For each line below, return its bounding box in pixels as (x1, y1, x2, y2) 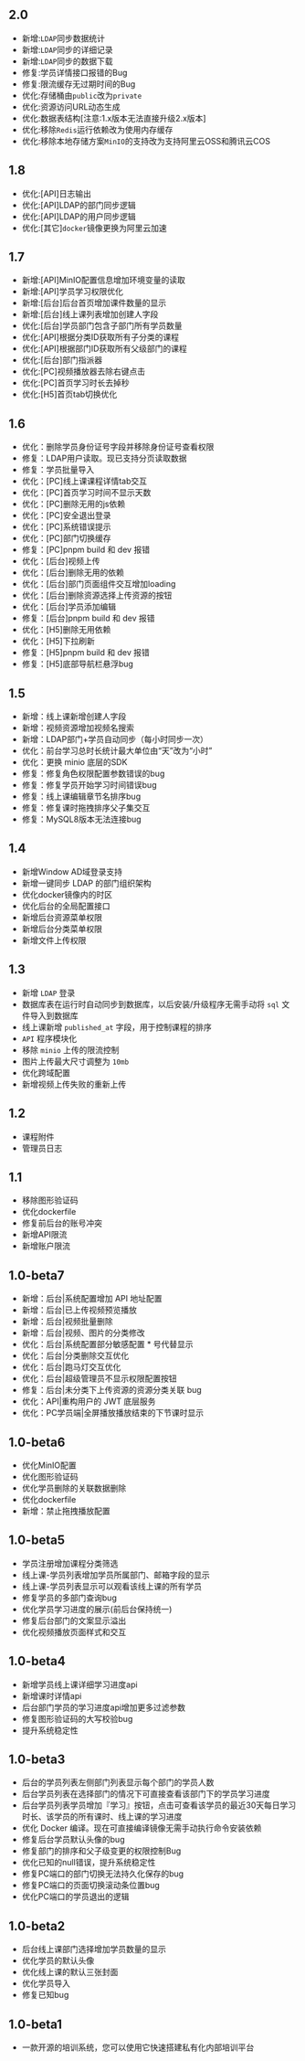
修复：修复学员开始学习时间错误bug (21, 780, 157, 791)
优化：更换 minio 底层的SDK (21, 757, 128, 768)
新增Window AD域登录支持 (21, 866, 123, 876)
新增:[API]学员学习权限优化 (21, 286, 124, 297)
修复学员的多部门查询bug (21, 1592, 118, 1603)
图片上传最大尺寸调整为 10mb (21, 1056, 130, 1067)
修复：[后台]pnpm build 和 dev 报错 (21, 612, 155, 624)
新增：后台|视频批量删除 (21, 1316, 113, 1327)
